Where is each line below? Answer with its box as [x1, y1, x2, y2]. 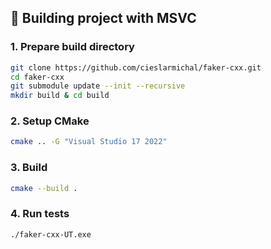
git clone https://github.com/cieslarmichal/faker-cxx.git [10, 62, 262, 73]
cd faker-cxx [10, 72, 65, 82]
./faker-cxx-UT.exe [10, 229, 92, 240]
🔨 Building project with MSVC [10, 10, 197, 27]
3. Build [10, 161, 48, 175]
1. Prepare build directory [10, 40, 135, 54]
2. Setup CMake [10, 114, 90, 128]
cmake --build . [10, 183, 78, 193]
